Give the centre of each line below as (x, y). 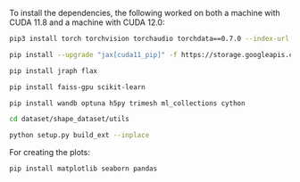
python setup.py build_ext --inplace (79, 136)
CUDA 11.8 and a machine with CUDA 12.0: (87, 22)
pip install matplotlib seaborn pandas (83, 169)
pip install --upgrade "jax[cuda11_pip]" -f (93, 54)
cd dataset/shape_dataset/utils (69, 120)
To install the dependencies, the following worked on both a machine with (145, 13)
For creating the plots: (50, 153)
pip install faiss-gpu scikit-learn (77, 87)
